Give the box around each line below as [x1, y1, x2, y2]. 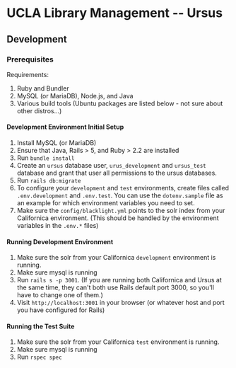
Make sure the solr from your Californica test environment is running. [16, 338, 220, 346]
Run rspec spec [16, 352, 62, 362]
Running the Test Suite [6, 322, 75, 330]
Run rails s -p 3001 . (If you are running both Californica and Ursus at [16, 276, 222, 284]
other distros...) [16, 106, 62, 115]
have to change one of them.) [16, 291, 103, 299]
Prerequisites [6, 54, 54, 64]
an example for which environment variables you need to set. [16, 199, 195, 207]
